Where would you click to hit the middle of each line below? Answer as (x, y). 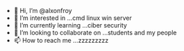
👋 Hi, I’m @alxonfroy (43, 11)
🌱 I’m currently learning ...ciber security (70, 25)
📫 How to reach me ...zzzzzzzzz (61, 40)
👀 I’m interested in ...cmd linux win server (73, 18)
